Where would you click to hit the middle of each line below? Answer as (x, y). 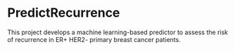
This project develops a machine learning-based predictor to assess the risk (118, 32)
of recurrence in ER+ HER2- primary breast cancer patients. (94, 39)
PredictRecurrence (64, 13)
